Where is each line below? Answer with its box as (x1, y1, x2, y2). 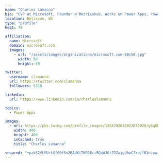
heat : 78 (5, 25, 23, 30)
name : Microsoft (9, 38, 42, 44)
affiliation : (5, 34, 32, 39)
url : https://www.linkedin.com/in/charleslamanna (9, 97, 112, 102)
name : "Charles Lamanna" (5, 7, 55, 12)
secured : (5, 150, 23, 155)
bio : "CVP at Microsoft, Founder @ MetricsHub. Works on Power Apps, (5, 12, 149, 17)
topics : (5, 106, 21, 110)
